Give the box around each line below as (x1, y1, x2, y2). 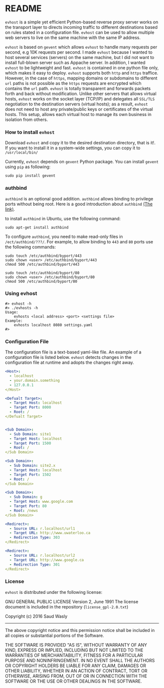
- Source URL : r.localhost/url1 (9, 526, 76, 531)
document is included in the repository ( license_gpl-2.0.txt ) (5, 604, 128, 609)
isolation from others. (5, 117, 48, 122)
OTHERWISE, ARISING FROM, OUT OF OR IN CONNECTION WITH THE (5, 673, 147, 679)
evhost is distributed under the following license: (5, 589, 102, 595)
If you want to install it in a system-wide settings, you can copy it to (5, 145, 141, 151)
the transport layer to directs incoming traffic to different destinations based (5, 24, 158, 30)
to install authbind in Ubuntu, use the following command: (5, 216, 121, 221)
